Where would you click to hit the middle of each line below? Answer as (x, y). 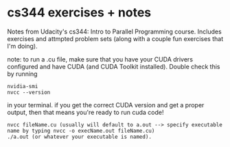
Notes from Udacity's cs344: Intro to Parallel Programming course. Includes (114, 31)
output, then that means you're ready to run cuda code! (85, 112)
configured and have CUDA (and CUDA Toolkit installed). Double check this (114, 66)
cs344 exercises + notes (79, 13)
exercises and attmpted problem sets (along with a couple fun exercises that (115, 38)
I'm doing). (22, 46)
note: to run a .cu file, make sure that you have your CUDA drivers (100, 59)
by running (22, 74)
